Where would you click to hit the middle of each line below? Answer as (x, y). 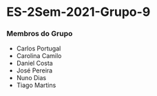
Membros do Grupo (40, 34)
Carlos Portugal (39, 48)
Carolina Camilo (39, 56)
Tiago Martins (36, 85)
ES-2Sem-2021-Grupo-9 (78, 12)
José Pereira (34, 70)
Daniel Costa (34, 64)
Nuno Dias (31, 78)
